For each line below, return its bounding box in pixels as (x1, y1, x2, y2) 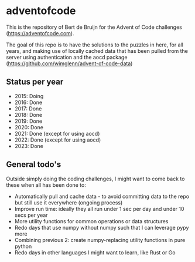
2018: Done (14, 111, 43, 118)
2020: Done (14, 123, 44, 130)
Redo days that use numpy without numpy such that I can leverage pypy (14, 224, 189, 231)
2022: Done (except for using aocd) (14, 136, 101, 143)
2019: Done (14, 117, 43, 125)
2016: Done (14, 99, 43, 106)
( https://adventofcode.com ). (6, 29, 74, 36)
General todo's (6, 160, 61, 170)
